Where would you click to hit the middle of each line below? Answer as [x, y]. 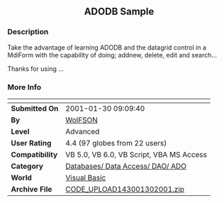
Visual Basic [86, 177]
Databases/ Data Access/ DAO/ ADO [126, 166]
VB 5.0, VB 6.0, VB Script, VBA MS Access [136, 154]
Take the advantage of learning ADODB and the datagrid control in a [107, 47]
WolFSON [82, 120]
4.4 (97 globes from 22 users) [116, 143]
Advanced [83, 131]
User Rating [31, 143]
